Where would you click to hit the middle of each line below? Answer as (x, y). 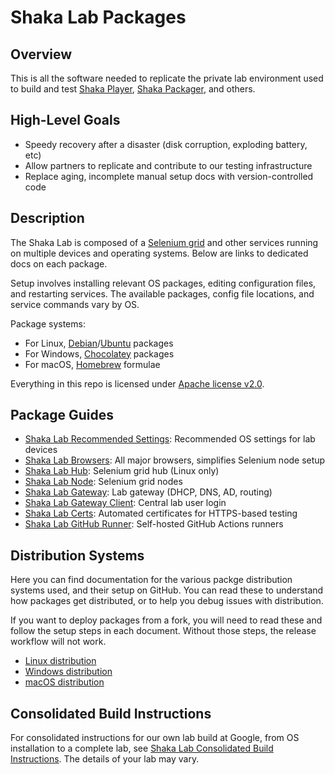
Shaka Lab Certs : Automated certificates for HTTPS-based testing (161, 513)
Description (47, 218)
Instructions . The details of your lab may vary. (105, 759)
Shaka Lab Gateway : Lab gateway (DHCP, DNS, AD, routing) (148, 492)
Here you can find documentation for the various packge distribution (151, 580)
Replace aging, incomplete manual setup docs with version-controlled (169, 176)
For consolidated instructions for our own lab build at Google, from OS (155, 738)
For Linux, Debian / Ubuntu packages (99, 343)
